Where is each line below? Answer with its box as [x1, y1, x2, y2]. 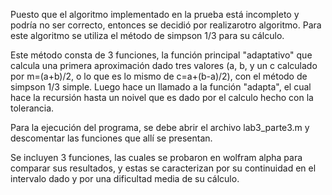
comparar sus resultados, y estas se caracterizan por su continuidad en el [10, 162, 317, 174]
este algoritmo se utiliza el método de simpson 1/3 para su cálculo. [10, 30, 285, 41]
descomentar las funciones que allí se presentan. [10, 132, 213, 144]
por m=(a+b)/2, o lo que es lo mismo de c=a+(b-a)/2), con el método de [10, 70, 308, 82]
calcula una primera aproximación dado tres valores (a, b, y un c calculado [10, 60, 318, 71]
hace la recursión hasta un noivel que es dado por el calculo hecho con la [10, 92, 314, 103]
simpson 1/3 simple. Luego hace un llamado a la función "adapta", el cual [10, 81, 312, 93]
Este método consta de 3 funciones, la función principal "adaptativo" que [10, 49, 313, 61]
